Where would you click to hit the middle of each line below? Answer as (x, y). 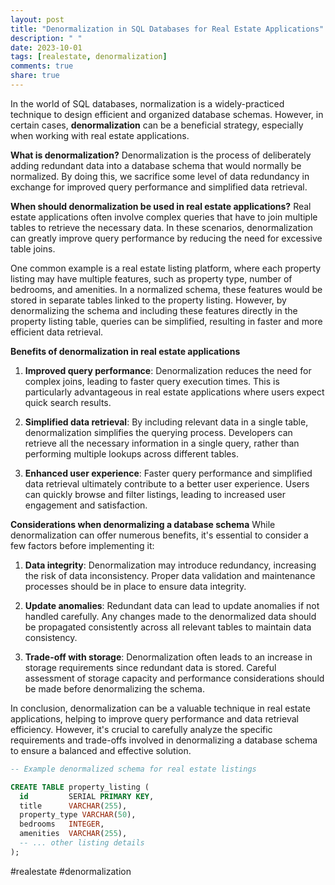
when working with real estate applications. (100, 135)
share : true (35, 76)
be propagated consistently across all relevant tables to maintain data (168, 627)
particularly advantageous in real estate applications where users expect (174, 392)
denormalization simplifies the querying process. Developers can (158, 432)
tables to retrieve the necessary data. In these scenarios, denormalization (162, 227)
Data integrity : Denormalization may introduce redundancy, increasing (170, 565)
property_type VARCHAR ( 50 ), (78, 815)
